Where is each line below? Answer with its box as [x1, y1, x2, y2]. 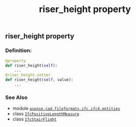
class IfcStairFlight [12, 116, 57, 122]
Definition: [5, 47, 32, 54]
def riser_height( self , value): [5, 77, 73, 82]
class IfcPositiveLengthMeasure [12, 111, 79, 117]
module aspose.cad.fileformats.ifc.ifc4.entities [12, 105, 120, 111]
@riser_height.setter [5, 73, 51, 78]
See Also [5, 94, 28, 101]
